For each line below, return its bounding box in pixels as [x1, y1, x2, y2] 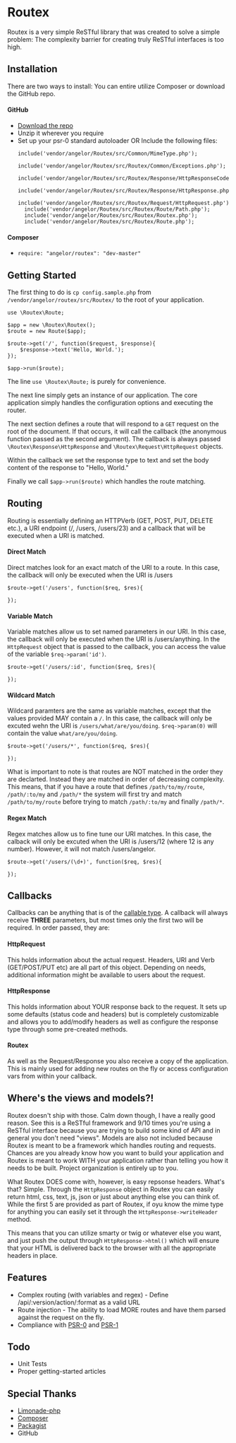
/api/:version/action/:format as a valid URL [17, 1298, 141, 1307]
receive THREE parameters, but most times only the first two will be [7, 916, 204, 925]
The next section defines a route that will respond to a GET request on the [7, 419, 220, 428]
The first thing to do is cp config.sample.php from [7, 288, 151, 296]
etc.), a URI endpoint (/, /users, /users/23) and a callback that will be [7, 524, 206, 532]
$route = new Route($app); [7, 327, 87, 334]
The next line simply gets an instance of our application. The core [7, 390, 198, 399]
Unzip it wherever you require [17, 129, 104, 137]
